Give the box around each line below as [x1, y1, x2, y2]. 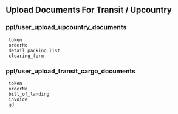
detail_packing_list [8, 47, 61, 53]
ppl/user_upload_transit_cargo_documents [5, 67, 136, 75]
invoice [8, 96, 28, 102]
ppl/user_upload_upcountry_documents [5, 23, 127, 32]
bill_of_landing [8, 91, 50, 97]
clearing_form [8, 53, 44, 59]
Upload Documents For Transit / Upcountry [5, 5, 173, 15]
